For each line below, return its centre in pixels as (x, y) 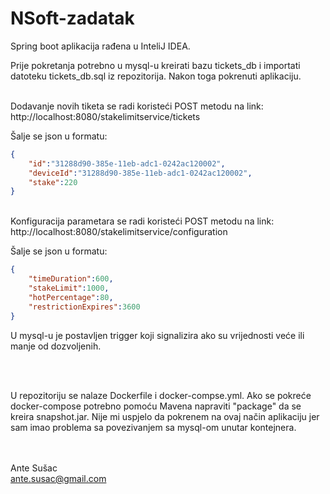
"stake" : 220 (53, 182)
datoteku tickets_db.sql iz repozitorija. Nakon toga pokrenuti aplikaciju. (156, 76)
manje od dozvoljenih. (56, 346)
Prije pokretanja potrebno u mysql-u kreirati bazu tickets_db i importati (155, 65)
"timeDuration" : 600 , (71, 279)
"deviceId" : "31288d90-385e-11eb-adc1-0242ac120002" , (140, 173)
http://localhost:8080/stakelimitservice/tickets (105, 116)
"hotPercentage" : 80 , (71, 297)
